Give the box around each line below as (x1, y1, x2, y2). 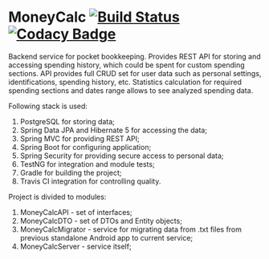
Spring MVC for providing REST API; (19, 133, 140, 144)
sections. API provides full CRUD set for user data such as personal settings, (8, 68, 262, 78)
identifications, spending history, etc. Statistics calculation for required (8, 77, 243, 87)
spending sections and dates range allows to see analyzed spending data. (8, 85, 254, 95)
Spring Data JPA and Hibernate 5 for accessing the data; (19, 125, 207, 135)
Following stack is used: (8, 101, 88, 111)
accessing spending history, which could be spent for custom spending (8, 60, 245, 70)
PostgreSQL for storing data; (19, 116, 115, 126)
